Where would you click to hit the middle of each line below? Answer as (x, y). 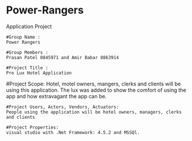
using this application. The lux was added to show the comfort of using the (96, 90)
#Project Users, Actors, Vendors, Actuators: (62, 107)
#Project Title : (27, 68)
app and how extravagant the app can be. (56, 96)
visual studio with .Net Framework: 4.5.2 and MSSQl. (73, 132)
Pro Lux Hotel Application (39, 73)
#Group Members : (27, 52)
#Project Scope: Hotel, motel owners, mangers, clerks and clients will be (94, 84)
